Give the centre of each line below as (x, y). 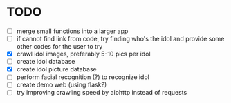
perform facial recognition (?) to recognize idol (83, 77)
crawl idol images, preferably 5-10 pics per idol (83, 54)
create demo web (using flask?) (62, 85)
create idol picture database (57, 69)
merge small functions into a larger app (72, 31)
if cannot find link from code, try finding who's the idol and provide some (120, 39)
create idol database (46, 62)
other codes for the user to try (59, 47)
